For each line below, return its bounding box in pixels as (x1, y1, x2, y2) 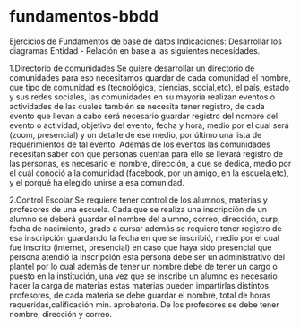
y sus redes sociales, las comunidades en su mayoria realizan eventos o (9, 91, 276, 102)
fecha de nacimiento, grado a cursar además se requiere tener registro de (9, 222, 282, 234)
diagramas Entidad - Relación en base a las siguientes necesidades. (9, 45, 261, 56)
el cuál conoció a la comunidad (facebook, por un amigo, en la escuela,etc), (9, 168, 289, 178)
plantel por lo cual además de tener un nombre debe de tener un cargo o (9, 261, 278, 272)
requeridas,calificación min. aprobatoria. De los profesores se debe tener (9, 298, 279, 310)
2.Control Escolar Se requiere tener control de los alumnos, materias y (9, 194, 269, 205)
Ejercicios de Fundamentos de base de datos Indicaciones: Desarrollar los (9, 36, 282, 47)
